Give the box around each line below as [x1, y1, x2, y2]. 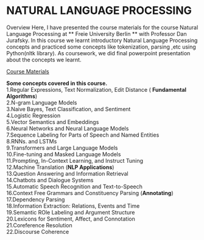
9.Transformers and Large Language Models [6, 144, 118, 151]
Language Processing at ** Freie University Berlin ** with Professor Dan [6, 30, 187, 37]
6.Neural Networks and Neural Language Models [6, 125, 129, 132]
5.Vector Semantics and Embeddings [6, 118, 99, 125]
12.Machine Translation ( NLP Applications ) [6, 163, 114, 171]
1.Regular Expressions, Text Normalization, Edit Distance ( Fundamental [6, 86, 187, 93]
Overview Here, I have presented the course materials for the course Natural [6, 24, 199, 31]
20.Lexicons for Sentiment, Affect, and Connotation [6, 215, 135, 222]
